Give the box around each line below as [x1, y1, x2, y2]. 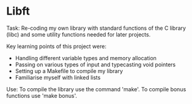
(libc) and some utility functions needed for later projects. [6, 30, 151, 38]
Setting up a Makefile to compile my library [15, 67, 123, 74]
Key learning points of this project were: [6, 43, 107, 50]
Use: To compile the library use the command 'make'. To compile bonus [6, 85, 187, 92]
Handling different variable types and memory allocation [15, 54, 157, 61]
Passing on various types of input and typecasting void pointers [15, 61, 176, 68]
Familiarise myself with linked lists [15, 74, 101, 81]
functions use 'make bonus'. [6, 92, 77, 99]
